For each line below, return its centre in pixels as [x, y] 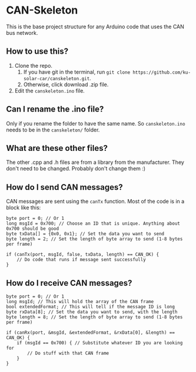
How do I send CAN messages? [64, 187]
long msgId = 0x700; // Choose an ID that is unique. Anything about [93, 224]
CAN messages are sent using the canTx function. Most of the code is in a [95, 202]
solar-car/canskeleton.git [57, 78]
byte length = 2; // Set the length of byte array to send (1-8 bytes [94, 239]
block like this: [24, 208]
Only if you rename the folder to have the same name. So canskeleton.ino [96, 123]
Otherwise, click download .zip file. [66, 84]
